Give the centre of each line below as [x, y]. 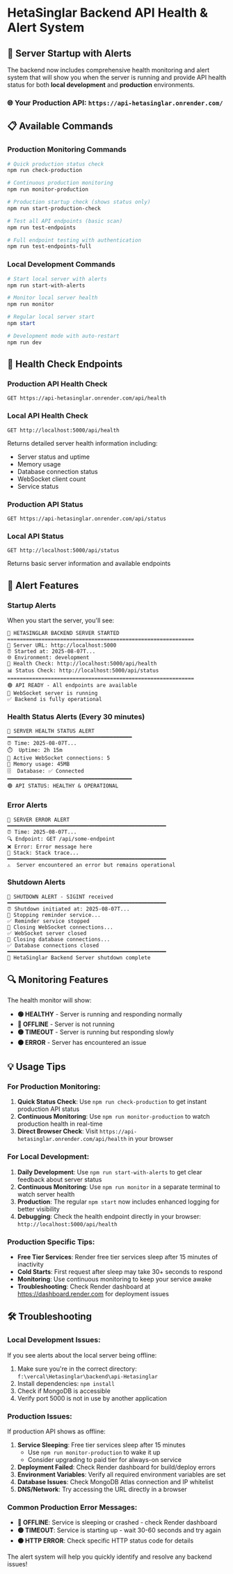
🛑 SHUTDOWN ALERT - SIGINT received [60, 897]
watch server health [46, 1194]
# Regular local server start [51, 317]
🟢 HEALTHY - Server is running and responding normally [100, 1014]
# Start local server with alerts [57, 279]
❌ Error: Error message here [50, 847]
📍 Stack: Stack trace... [43, 853]
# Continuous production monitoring [60, 183]
